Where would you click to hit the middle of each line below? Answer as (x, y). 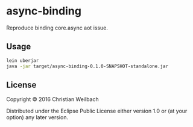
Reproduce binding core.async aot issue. (57, 28)
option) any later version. (37, 117)
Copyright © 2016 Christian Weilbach (52, 99)
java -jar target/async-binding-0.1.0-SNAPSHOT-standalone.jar (87, 66)
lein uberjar (23, 60)
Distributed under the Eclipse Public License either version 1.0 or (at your (97, 111)
